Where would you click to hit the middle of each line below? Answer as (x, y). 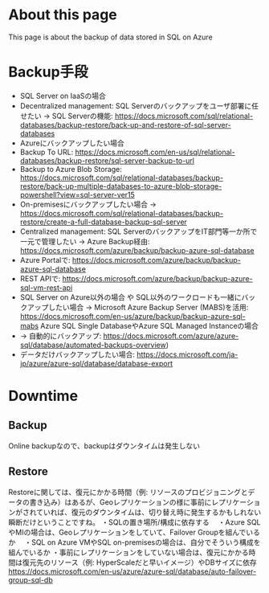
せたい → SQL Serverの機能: (67, 116)
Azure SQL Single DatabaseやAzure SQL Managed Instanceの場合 (149, 325)
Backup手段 (48, 72)
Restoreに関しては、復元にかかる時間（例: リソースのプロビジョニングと (128, 492)
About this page (63, 15)
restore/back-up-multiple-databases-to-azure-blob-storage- (121, 186)
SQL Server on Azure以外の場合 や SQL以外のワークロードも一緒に (130, 297)
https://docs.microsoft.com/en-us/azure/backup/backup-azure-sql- (133, 316)
